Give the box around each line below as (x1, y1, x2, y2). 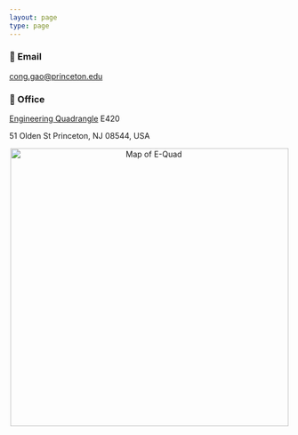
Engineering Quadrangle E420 (9, 113, 120, 125)
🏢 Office (9, 93, 45, 105)
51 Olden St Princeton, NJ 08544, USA (9, 131, 150, 141)
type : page (9, 21, 50, 30)
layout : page (9, 12, 58, 22)
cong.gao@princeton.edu (9, 70, 103, 81)
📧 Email (9, 51, 42, 63)
